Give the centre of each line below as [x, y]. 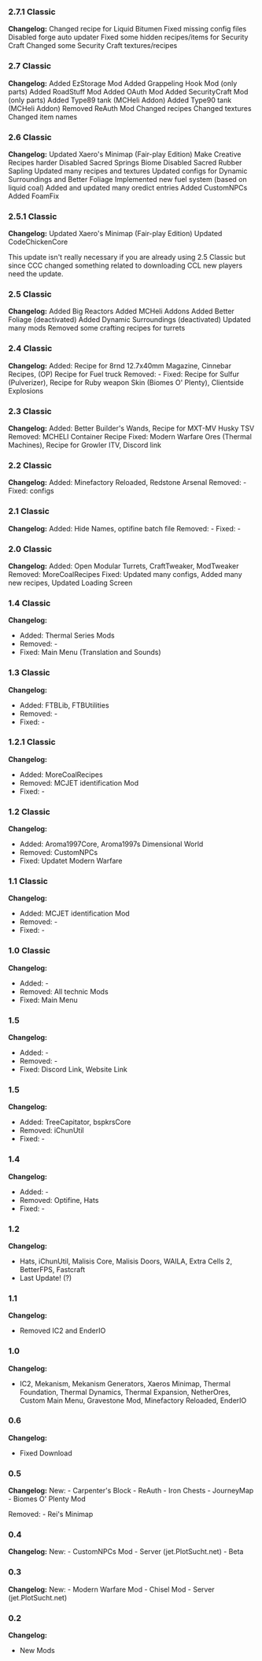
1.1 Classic [28, 882]
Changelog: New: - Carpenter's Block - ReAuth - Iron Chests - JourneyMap [131, 1491]
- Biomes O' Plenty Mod [47, 1499]
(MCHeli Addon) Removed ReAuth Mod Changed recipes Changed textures [130, 108]
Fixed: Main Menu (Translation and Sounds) [90, 653]
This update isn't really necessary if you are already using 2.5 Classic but [127, 257]
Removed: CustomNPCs [59, 853]
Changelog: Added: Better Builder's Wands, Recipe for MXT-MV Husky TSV [131, 428]
